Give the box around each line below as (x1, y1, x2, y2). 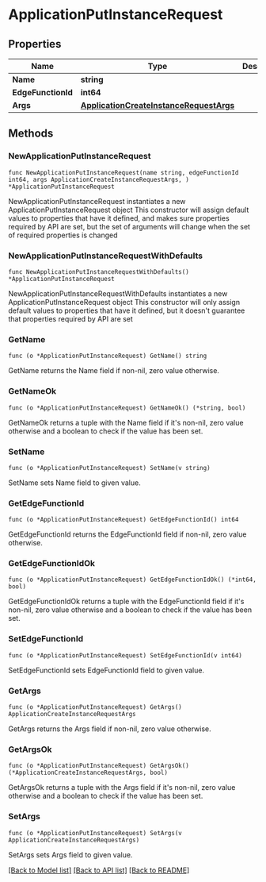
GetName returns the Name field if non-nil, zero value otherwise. (8, 366, 220, 376)
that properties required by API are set (8, 314, 133, 323)
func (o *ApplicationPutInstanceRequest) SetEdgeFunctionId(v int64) (8, 651, 243, 660)
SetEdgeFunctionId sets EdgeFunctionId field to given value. (8, 665, 204, 675)
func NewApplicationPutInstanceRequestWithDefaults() (8, 268, 190, 275)
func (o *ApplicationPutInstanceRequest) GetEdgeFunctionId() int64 (8, 516, 239, 524)
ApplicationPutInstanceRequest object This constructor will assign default (8, 205, 249, 214)
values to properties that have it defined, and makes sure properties (8, 213, 230, 223)
